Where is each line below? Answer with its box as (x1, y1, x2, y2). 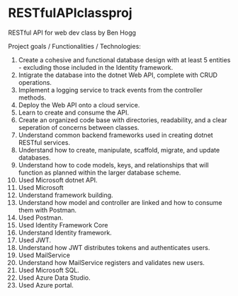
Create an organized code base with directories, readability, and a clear (18, 115, 227, 124)
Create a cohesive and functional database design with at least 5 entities (18, 55, 231, 64)
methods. (18, 93, 47, 102)
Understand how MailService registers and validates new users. (18, 258, 205, 266)
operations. (18, 78, 52, 86)
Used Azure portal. (18, 280, 74, 289)
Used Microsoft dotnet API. (18, 175, 98, 184)
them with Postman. (18, 206, 77, 214)
